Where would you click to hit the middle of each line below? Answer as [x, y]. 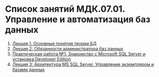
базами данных [28, 69]
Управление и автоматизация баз [78, 19]
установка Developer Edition [41, 59]
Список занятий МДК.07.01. [65, 9]
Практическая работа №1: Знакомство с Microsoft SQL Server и [79, 54]
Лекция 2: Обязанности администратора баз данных [68, 49]
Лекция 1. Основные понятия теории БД [54, 43]
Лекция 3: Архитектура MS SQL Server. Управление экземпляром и [83, 64]
